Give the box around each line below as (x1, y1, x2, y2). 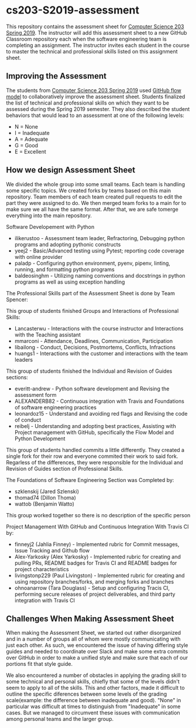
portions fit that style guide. (6, 660, 73, 668)
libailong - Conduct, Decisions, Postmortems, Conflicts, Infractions (14, 343, 176, 350)
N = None (14, 123, 38, 130)
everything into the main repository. (6, 212, 92, 219)
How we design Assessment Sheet (6, 165, 136, 175)
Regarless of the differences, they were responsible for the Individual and (6, 459, 183, 466)
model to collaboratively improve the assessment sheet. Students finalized (6, 93, 185, 100)
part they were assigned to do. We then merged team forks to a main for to (6, 199, 187, 206)
